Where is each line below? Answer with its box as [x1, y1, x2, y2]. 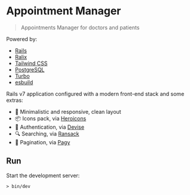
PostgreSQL [14, 66, 45, 73]
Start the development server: [6, 172, 80, 179]
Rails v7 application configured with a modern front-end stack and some [6, 90, 185, 97]
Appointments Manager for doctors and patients [20, 24, 140, 31]
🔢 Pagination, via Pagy [14, 138, 71, 146]
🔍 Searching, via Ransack [14, 130, 79, 137]
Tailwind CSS [14, 60, 48, 67]
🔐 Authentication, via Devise [14, 123, 85, 131]
